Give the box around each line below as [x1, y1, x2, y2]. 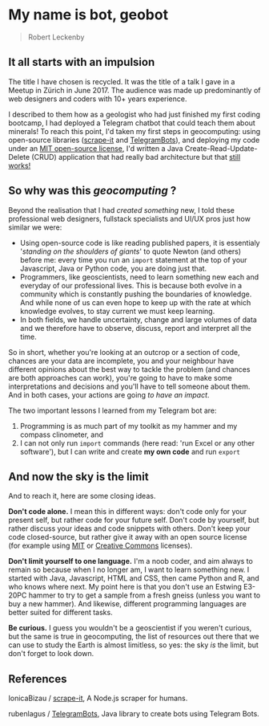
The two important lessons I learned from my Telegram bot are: [8, 406, 217, 415]
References [8, 672, 67, 686]
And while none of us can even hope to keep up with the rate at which [19, 297, 251, 307]
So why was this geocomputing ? [8, 184, 177, 198]
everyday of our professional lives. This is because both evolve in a [19, 280, 243, 290]
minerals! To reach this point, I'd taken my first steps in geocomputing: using [8, 126, 261, 136]
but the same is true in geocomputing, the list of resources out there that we [8, 632, 259, 642]
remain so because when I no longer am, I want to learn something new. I [8, 565, 250, 575]
